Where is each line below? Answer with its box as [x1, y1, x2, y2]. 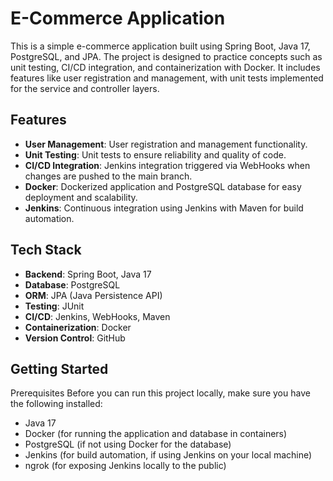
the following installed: [10, 398, 103, 410]
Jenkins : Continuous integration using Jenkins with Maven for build [24, 202, 304, 214]
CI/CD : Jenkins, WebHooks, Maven [24, 310, 171, 322]
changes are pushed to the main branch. [24, 170, 193, 182]
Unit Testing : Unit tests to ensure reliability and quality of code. [24, 148, 287, 161]
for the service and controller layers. [10, 82, 160, 94]
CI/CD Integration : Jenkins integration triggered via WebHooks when [24, 159, 311, 171]
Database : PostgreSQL [24, 278, 121, 291]
